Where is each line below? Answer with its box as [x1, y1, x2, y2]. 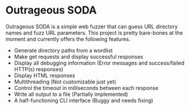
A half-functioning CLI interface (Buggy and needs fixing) [14, 96, 154, 104]
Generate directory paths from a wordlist [14, 46, 113, 54]
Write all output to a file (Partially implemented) [14, 91, 128, 98]
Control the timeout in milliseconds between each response [14, 84, 159, 91]
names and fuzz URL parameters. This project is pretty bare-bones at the [5, 29, 184, 36]
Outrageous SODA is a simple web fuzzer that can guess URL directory [5, 23, 178, 30]
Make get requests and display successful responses [14, 53, 144, 60]
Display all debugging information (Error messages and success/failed [14, 59, 185, 66]
